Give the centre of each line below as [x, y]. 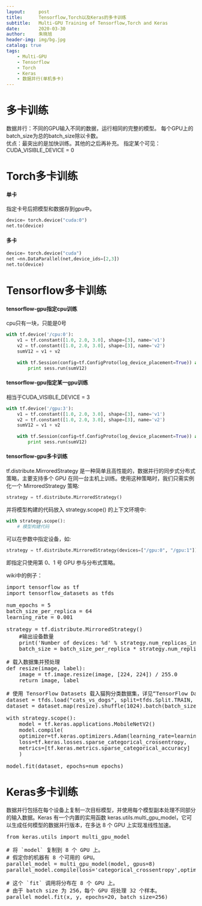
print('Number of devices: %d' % [68, 643]
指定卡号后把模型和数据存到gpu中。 [50, 209]
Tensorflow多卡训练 [57, 291]
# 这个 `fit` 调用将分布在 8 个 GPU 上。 [62, 883]
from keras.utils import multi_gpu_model [68, 837]
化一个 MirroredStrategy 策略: [43, 486]
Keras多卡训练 [42, 792]
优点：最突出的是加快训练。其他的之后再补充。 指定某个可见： [83, 143]
